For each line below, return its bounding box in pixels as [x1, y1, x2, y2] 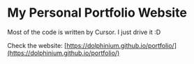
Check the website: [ [7, 41, 67, 49]
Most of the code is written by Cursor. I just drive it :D [7, 28, 161, 36]
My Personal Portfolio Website [7, 5, 187, 21]
